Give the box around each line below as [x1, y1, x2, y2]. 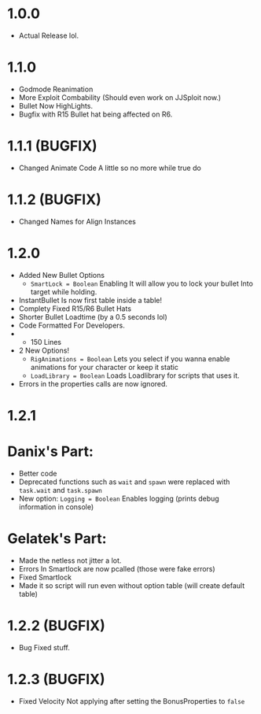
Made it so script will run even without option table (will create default [18, 580, 245, 590]
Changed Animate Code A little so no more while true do [18, 163, 201, 172]
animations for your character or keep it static [30, 362, 178, 372]
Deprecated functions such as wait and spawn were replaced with [18, 477, 230, 486]
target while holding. [30, 287, 97, 296]
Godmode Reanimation [18, 84, 94, 94]
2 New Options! [18, 346, 70, 355]
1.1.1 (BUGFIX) [7, 137, 97, 155]
